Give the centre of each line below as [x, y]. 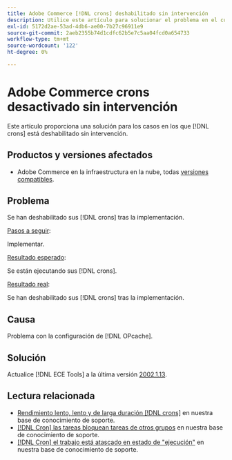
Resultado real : [29, 285]
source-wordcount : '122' [43, 46]
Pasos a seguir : [29, 231]
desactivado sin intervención [93, 107]
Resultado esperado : [37, 258]
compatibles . [36, 179]
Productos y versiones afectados [80, 155]
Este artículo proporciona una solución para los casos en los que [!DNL [108, 126]
